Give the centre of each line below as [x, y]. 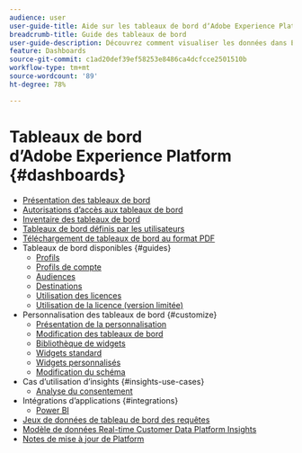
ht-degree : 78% [38, 84]
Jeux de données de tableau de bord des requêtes [116, 420]
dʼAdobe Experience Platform [120, 156]
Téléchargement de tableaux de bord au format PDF [119, 238]
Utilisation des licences [79, 295]
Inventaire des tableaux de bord [81, 219]
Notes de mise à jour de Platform [83, 439]
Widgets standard [69, 352]
